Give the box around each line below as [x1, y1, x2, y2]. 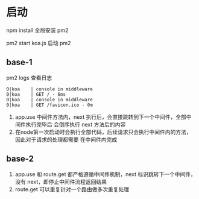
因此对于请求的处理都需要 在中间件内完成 [14, 136, 118, 143]
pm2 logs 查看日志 [6, 74, 52, 81]
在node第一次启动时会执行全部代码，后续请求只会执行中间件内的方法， [14, 128, 192, 136]
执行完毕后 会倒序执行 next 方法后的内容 [25, 121, 126, 128]
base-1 [6, 57, 33, 68]
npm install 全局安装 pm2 [6, 27, 69, 34]
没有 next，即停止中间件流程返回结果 [14, 178, 107, 185]
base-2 [6, 154, 34, 164]
